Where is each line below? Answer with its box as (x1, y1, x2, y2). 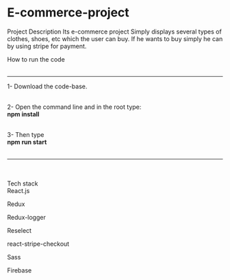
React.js (7, 186, 30, 194)
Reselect (7, 226, 32, 234)
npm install (7, 110, 40, 118)
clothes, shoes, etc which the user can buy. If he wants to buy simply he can (7, 34, 223, 42)
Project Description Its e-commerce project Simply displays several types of (7, 27, 222, 36)
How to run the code (7, 55, 65, 63)
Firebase (7, 266, 32, 275)
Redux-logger (7, 213, 46, 221)
